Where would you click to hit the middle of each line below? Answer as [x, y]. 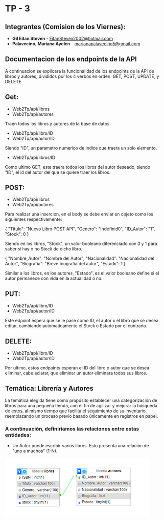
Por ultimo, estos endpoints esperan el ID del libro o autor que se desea [77, 368]
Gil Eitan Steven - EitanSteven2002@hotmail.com [62, 38]
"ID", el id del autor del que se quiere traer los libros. [58, 172]
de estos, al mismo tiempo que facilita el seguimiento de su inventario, [76, 411]
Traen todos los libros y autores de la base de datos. [58, 123]
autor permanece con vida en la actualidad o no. [54, 278]
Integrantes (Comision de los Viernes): [65, 27]
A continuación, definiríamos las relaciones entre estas [72, 428]
